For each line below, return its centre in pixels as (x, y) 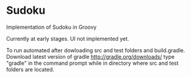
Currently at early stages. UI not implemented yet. (68, 38)
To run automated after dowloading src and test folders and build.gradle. (96, 50)
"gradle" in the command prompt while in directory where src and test (93, 63)
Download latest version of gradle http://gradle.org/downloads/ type (90, 56)
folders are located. (30, 69)
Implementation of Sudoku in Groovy (51, 27)
